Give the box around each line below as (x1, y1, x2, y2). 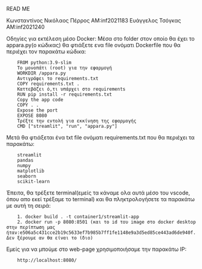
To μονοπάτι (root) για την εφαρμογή (17, 65, 112, 71)
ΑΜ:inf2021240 (6, 24, 45, 30)
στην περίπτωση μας (6, 224, 56, 230)
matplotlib (17, 168, 45, 174)
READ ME (6, 5, 30, 12)
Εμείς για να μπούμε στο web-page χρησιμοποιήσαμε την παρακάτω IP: (6, 245, 187, 253)
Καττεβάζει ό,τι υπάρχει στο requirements (17, 86, 126, 92)
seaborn (17, 173, 36, 179)
